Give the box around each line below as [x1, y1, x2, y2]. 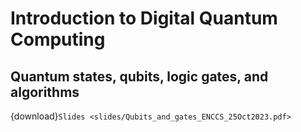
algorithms [10, 83, 80, 101]
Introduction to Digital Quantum [10, 7, 278, 30]
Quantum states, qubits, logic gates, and [10, 68, 269, 85]
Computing [10, 28, 106, 51]
